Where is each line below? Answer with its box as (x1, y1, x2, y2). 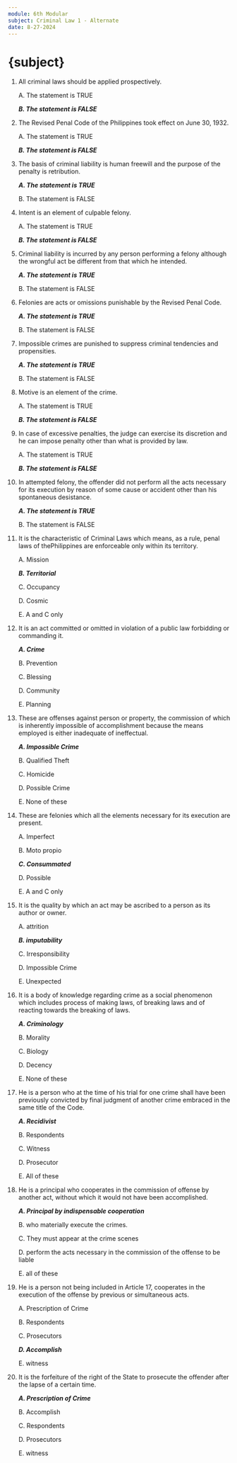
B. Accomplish (18, 1408, 61, 1416)
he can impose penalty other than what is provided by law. (18, 437, 189, 445)
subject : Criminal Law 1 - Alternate (8, 17, 119, 24)
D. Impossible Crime (18, 964, 77, 972)
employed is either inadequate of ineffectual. (18, 729, 149, 737)
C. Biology (18, 1047, 49, 1056)
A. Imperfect (18, 833, 55, 841)
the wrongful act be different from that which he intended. (18, 257, 188, 266)
